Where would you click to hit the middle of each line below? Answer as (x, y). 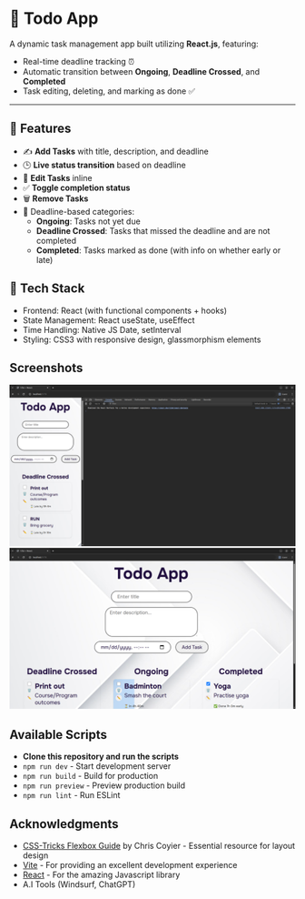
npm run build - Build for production (90, 776)
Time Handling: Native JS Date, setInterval (102, 329)
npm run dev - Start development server (97, 766)
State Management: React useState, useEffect (108, 320)
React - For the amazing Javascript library (101, 874)
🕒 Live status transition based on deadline (104, 165)
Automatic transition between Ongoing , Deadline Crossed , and (141, 71)
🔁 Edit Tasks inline (57, 177)
